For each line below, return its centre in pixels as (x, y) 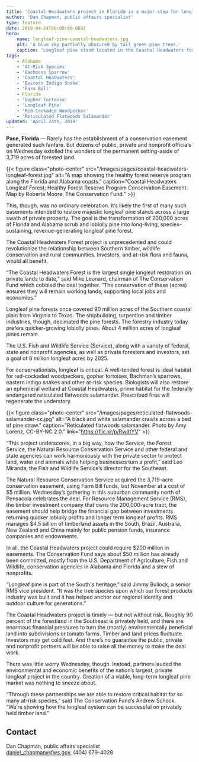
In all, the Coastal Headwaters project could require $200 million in (88, 548)
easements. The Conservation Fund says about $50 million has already (93, 554)
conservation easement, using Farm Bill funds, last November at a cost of (96, 486)
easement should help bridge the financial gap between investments (90, 511)
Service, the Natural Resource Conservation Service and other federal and (97, 449)
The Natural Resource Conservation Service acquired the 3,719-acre (90, 480)
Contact (21, 732)
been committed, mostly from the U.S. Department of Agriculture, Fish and (97, 561)
